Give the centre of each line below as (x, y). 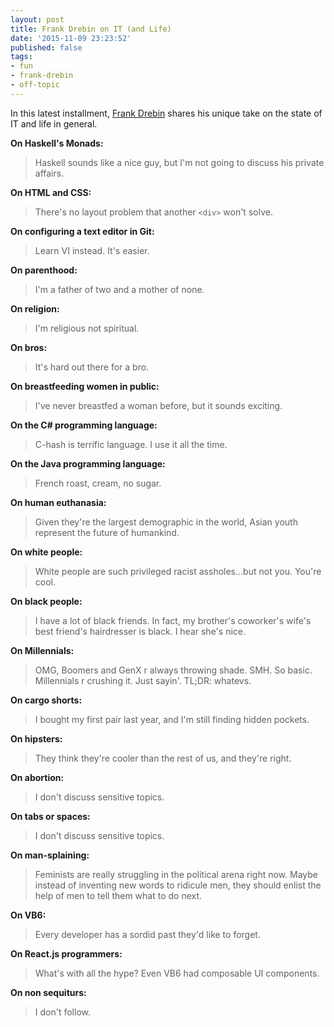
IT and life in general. (54, 123)
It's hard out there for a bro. (92, 367)
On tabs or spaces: (50, 816)
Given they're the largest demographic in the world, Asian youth (166, 522)
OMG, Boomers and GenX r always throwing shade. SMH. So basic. (173, 670)
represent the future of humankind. (107, 532)
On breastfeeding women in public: (85, 386)
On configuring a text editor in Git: (82, 231)
